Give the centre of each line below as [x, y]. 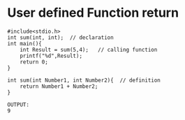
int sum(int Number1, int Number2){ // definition [84, 80]
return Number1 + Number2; [59, 86]
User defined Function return [93, 13]
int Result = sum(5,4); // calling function [89, 50]
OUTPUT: [18, 105]
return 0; [34, 62]
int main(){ [24, 43]
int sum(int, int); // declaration [60, 37]
